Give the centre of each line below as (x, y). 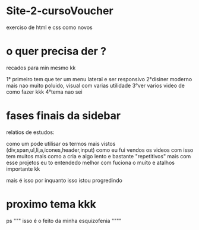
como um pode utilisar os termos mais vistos (61, 143)
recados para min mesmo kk (41, 68)
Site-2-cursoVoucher (60, 11)
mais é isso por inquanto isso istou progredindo (64, 180)
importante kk (23, 169)
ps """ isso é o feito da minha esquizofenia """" (64, 221)
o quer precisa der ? (56, 51)
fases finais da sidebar (63, 116)
